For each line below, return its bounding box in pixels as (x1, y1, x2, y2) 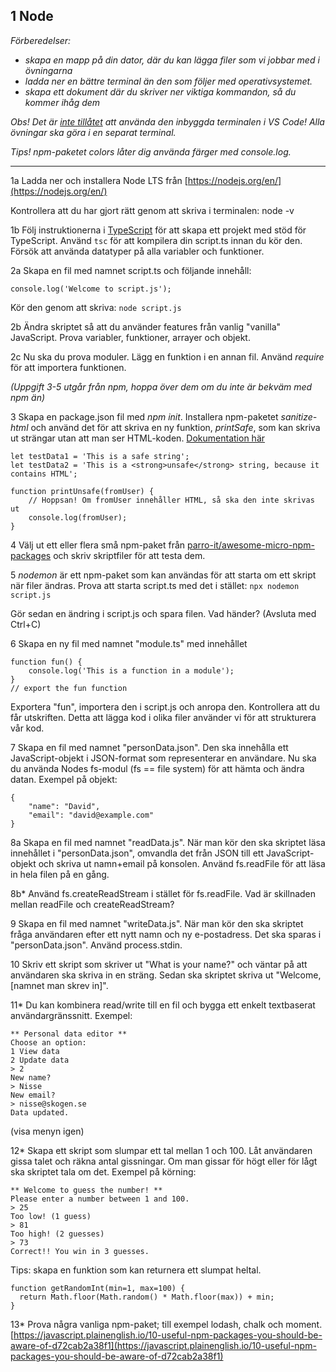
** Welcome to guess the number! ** (10, 1185, 163, 1195)
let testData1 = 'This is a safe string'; (10, 451, 190, 461)
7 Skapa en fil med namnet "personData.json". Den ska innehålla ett (10, 741, 289, 753)
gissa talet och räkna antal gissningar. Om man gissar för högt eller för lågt (10, 1155, 318, 1167)
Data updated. (10, 1107, 70, 1118)
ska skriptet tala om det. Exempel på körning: (10, 1165, 197, 1178)
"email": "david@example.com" (28, 810, 155, 820)
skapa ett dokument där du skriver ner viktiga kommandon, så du (24, 85, 297, 98)
